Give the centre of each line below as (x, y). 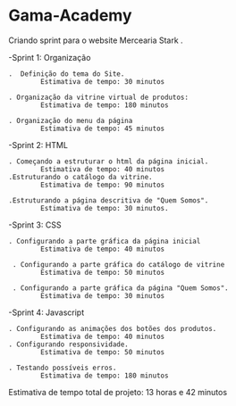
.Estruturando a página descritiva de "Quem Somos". (109, 200)
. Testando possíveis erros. (63, 368)
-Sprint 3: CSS (35, 225)
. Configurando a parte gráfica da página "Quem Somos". (120, 288)
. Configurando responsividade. (68, 344)
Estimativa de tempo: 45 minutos (103, 128)
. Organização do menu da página (71, 120)
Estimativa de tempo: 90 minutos (103, 185)
